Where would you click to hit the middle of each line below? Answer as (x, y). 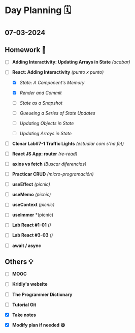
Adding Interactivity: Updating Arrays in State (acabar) (71, 62)
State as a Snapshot (41, 103)
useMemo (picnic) (31, 195)
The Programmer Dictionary (42, 294)
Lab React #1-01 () (31, 225)
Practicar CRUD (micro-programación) (53, 174)
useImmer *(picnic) (33, 215)
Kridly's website (30, 284)
